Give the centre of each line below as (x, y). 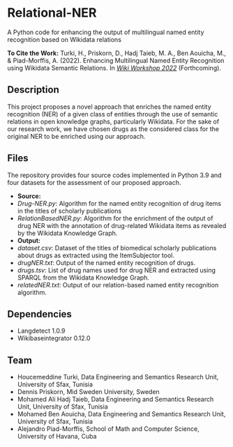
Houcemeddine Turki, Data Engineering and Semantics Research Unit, (118, 377)
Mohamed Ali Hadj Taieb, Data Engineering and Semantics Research (115, 400)
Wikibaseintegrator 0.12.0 (54, 338)
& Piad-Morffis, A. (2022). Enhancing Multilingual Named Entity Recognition (116, 60)
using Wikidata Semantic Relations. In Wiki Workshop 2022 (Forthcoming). (114, 68)
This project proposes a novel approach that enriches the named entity (109, 107)
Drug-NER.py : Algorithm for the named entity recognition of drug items (119, 203)
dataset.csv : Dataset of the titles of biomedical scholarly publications (117, 248)
